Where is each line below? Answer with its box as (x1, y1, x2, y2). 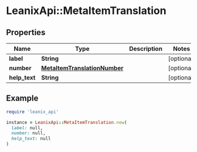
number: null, (11, 130, 46, 136)
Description (128, 45, 163, 53)
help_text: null (11, 136, 51, 141)
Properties (6, 27, 46, 37)
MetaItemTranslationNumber (40, 64, 124, 72)
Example (6, 94, 39, 103)
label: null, (11, 125, 43, 131)
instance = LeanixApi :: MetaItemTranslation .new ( (6, 119, 127, 125)
